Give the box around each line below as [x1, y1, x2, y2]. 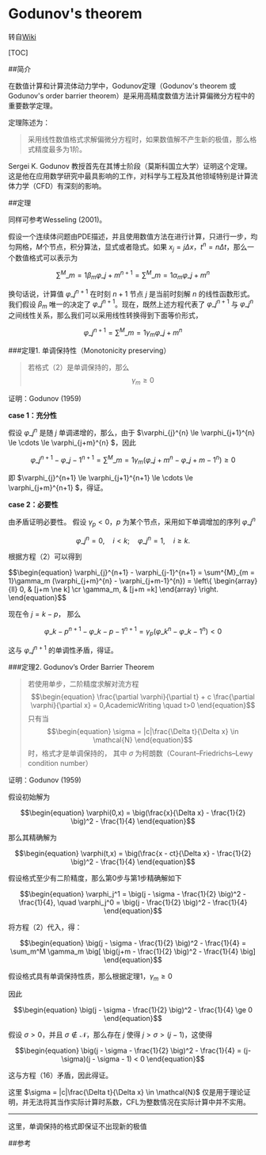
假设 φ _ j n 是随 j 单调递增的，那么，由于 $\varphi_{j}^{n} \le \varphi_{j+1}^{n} [8, 426, 256, 437]
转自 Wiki [8, 32, 37, 41]
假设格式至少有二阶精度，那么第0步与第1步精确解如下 [8, 873, 182, 882]
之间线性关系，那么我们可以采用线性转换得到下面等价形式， [8, 310, 203, 319]
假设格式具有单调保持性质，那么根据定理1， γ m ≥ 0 [8, 971, 173, 983]
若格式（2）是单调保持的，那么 [27, 362, 130, 373]
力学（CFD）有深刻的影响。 [14, 181, 106, 190]
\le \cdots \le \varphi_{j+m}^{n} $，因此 [8, 438, 136, 447]
